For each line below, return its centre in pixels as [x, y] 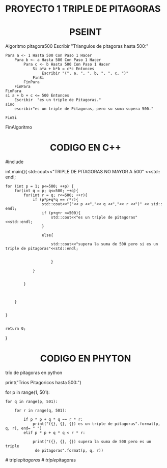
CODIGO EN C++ [86, 148]
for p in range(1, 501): [27, 392]
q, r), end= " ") [24, 428]
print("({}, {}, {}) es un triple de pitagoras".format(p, [96, 424]
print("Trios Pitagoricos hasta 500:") [43, 382]
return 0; [16, 329]
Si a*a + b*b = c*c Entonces [63, 69]
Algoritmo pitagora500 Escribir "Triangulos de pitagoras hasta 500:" [77, 46]
